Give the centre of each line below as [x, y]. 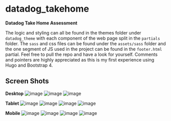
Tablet [12, 103]
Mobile [13, 113]
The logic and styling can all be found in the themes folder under [73, 33]
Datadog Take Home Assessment [41, 23]
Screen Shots [27, 81]
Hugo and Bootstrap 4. [29, 65]
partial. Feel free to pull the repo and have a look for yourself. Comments [82, 54]
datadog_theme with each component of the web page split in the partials [83, 38]
